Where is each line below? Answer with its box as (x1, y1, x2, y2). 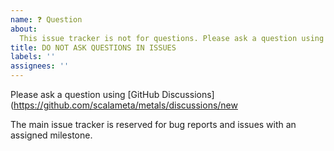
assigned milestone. (10, 129, 93, 141)
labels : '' (10, 52, 56, 62)
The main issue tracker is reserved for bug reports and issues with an (10, 119, 297, 130)
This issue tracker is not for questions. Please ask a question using (19, 33, 325, 43)
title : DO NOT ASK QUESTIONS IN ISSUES (10, 42, 177, 53)
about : (10, 24, 38, 34)
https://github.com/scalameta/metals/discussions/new (13, 99, 238, 111)
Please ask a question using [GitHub (10, 89, 160, 100)
